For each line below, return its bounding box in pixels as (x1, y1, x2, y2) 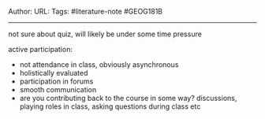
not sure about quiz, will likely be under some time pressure (8, 29, 203, 39)
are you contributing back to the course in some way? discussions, (19, 94, 237, 102)
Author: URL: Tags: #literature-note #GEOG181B (8, 7, 163, 16)
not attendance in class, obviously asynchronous (19, 60, 179, 69)
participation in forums (19, 76, 94, 86)
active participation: (8, 45, 73, 54)
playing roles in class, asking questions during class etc (19, 102, 201, 111)
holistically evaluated (19, 69, 88, 77)
